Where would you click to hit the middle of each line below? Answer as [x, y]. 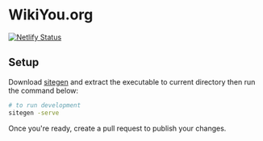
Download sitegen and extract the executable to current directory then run [132, 81]
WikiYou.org [51, 15]
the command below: [44, 90]
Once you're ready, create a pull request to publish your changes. [117, 128]
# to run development [45, 105]
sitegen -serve [34, 113]
